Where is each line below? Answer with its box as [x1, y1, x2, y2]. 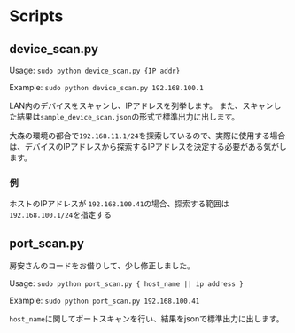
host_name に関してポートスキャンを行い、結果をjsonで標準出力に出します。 [9, 314, 285, 324]
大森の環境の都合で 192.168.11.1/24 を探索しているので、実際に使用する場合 [9, 130, 286, 141]
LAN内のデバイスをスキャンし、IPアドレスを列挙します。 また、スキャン [9, 100, 274, 111]
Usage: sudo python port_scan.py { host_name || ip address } [9, 278, 244, 289]
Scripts [9, 6, 64, 27]
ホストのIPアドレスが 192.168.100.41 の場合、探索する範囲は [9, 198, 229, 209]
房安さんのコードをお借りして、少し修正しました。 [9, 260, 195, 271]
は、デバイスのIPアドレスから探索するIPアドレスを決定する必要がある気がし [9, 142, 287, 151]
